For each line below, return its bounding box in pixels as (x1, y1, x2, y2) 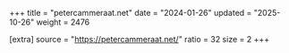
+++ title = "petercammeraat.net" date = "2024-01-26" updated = (9, 8, 252, 18)
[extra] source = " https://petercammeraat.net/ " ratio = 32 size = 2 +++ (9, 34, 270, 44)
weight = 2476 (36, 17, 90, 27)
